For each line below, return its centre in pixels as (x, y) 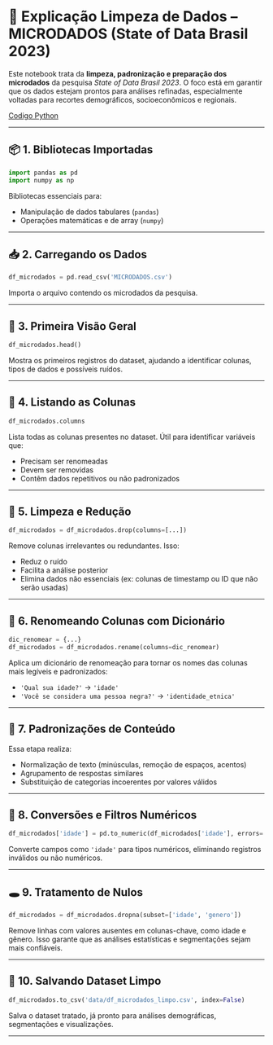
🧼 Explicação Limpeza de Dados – (123, 17)
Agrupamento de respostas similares (82, 773)
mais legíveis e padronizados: (58, 671)
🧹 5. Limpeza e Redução (70, 511)
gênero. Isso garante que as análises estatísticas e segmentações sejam (130, 939)
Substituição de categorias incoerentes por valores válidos (119, 782)
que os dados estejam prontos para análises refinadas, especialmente (126, 91)
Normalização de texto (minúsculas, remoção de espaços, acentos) (133, 764)
